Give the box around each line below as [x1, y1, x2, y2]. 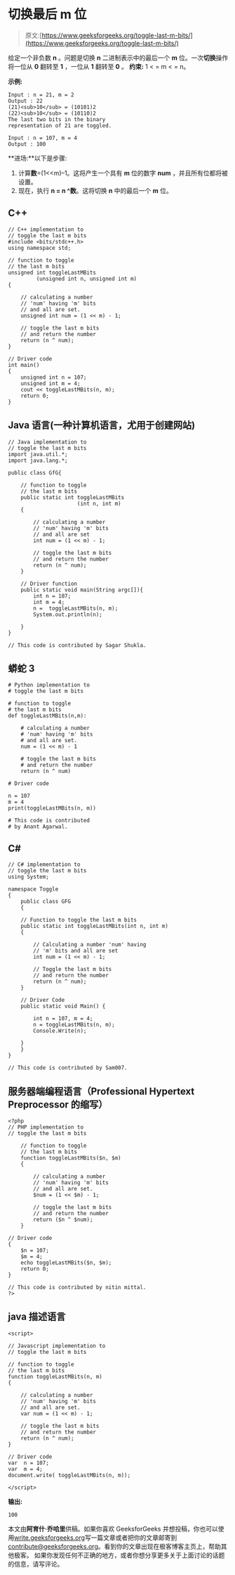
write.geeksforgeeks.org [14, 1533, 86, 1542]
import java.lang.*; [8, 457, 69, 464]
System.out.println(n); [33, 610, 102, 618]
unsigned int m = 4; [20, 379, 81, 387]
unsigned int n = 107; [20, 374, 87, 381]
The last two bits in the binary [8, 115, 106, 123]
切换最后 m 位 [8, 6, 87, 23]
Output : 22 [8, 97, 43, 104]
